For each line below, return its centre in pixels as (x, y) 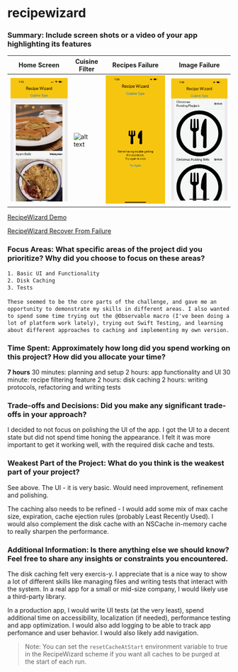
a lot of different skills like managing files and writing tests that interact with (118, 581)
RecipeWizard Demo (37, 217)
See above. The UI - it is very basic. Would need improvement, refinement (115, 487)
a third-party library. (37, 597)
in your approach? (55, 414)
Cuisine (87, 61)
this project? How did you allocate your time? (87, 357)
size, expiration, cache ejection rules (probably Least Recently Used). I (110, 516)
